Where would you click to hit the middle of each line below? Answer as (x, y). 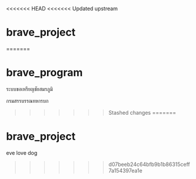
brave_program (44, 73)
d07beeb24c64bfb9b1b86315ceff (149, 164)
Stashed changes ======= (142, 112)
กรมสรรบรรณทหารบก (27, 100)
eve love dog (22, 152)
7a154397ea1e (125, 170)
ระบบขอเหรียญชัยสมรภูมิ (29, 89)
